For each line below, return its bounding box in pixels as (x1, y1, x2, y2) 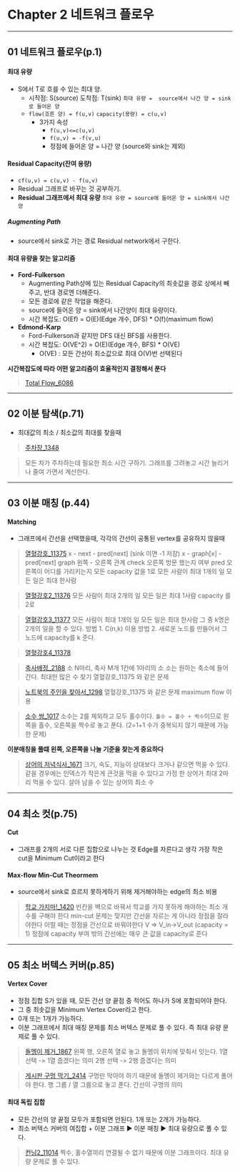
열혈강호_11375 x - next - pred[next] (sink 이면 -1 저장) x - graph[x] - (24, 550, 222, 558)
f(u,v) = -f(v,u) (49, 134, 101, 141)
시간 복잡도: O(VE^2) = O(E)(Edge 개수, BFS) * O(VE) (28, 340, 181, 349)
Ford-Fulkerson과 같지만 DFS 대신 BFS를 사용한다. (28, 331, 172, 339)
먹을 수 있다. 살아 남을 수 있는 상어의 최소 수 (32, 778, 154, 787)
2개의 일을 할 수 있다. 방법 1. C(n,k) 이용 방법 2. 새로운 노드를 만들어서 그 (24, 625, 228, 633)
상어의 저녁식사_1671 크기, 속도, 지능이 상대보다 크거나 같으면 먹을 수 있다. (24, 760, 230, 769)
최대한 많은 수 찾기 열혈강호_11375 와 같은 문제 (40, 672, 169, 681)
